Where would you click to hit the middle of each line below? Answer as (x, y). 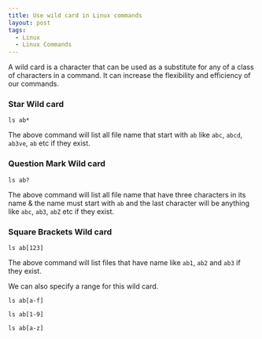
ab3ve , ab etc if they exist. (49, 143)
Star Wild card (36, 105)
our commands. (33, 84)
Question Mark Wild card (57, 164)
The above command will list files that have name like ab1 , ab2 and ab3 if (125, 263)
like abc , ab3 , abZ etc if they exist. (61, 211)
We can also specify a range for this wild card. (83, 286)
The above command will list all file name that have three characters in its (127, 194)
